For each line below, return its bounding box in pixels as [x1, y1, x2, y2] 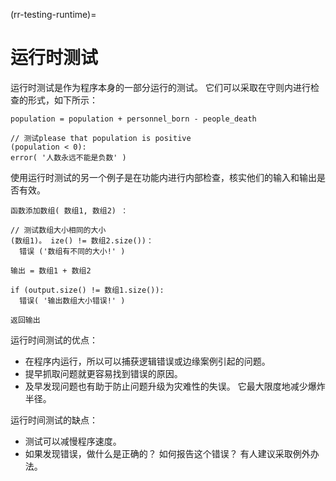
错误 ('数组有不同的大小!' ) [19, 246, 126, 256]
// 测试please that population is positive [10, 133, 192, 143]
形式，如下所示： [27, 94, 98, 106]
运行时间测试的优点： [10, 334, 98, 346]
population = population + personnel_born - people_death [10, 114, 257, 124]
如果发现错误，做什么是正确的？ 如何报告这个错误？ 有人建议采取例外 [24, 447, 311, 459]
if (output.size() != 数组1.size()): [10, 285, 165, 295]
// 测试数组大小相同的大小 [10, 225, 107, 235]
